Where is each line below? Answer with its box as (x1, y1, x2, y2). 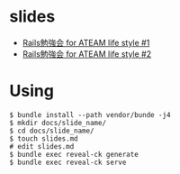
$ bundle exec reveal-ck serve (9, 158, 127, 167)
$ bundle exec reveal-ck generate (9, 150, 139, 159)
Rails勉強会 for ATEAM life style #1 (22, 37, 150, 48)
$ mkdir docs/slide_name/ (9, 118, 106, 127)
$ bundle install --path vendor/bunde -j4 (9, 110, 171, 119)
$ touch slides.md (9, 133, 78, 143)
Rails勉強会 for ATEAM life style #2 (22, 48, 151, 60)
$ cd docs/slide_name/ (9, 126, 94, 135)
